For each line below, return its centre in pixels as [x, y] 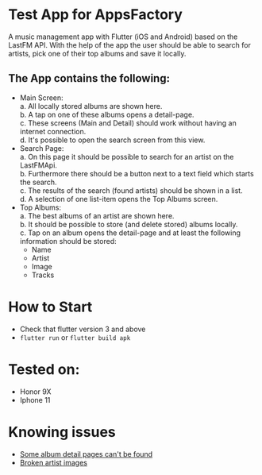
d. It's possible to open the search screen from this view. [112, 140]
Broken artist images [54, 462]
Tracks [43, 275]
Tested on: [44, 369]
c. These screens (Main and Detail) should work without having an [128, 123]
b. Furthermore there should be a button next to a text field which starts [137, 173]
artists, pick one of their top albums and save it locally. [97, 53]
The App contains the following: [89, 78]
